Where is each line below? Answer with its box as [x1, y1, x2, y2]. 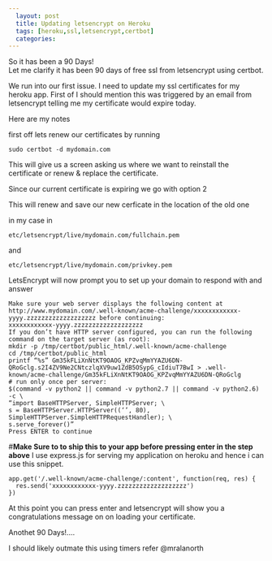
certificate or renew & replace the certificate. [8, 168, 158, 179]
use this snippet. [8, 460, 64, 469]
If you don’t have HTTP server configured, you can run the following [8, 328, 253, 337]
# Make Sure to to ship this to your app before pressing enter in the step [8, 442, 253, 451]
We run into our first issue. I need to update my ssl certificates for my [8, 81, 240, 91]
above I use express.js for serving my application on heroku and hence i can [8, 451, 265, 460]
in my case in [8, 216, 53, 226]
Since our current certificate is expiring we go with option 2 [8, 184, 207, 194]
